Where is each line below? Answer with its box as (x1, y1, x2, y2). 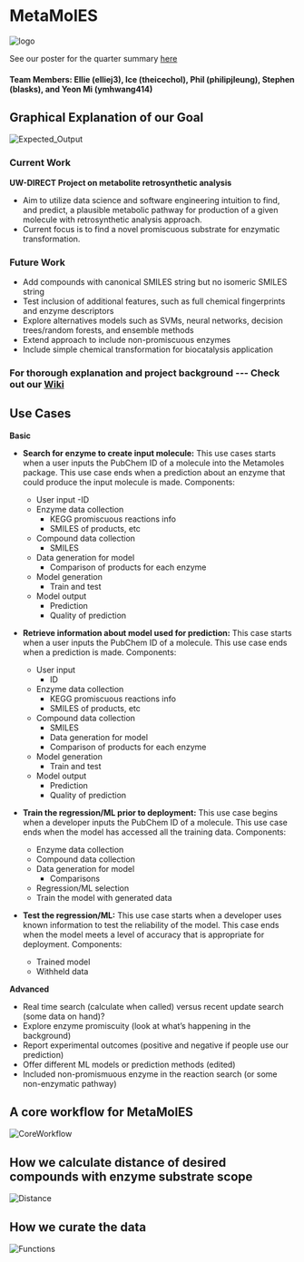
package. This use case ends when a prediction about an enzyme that (22, 466, 286, 477)
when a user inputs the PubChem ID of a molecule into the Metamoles (22, 457, 285, 468)
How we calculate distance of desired (9, 1154, 227, 1170)
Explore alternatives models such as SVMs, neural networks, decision (22, 315, 284, 326)
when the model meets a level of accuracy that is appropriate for (22, 929, 265, 940)
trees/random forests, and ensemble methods (22, 324, 194, 336)
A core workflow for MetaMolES (9, 1104, 193, 1120)
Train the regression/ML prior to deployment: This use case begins (22, 807, 279, 817)
